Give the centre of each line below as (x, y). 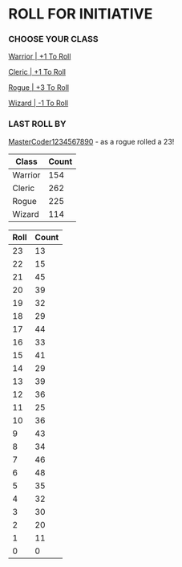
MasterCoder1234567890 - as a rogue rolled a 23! (91, 141)
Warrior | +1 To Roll (40, 56)
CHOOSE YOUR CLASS (53, 39)
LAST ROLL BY (37, 124)
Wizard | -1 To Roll (38, 103)
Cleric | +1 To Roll (37, 72)
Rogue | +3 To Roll (39, 88)
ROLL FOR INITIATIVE (81, 14)
